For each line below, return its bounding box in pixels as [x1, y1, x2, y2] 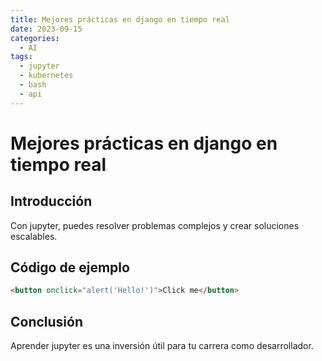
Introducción [10, 193, 93, 210]
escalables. [10, 230, 58, 242]
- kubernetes [19, 71, 74, 81]
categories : [10, 33, 60, 43]
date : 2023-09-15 [10, 24, 83, 34]
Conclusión [10, 313, 84, 330]
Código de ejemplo [10, 259, 130, 276]
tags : [10, 52, 33, 62]
